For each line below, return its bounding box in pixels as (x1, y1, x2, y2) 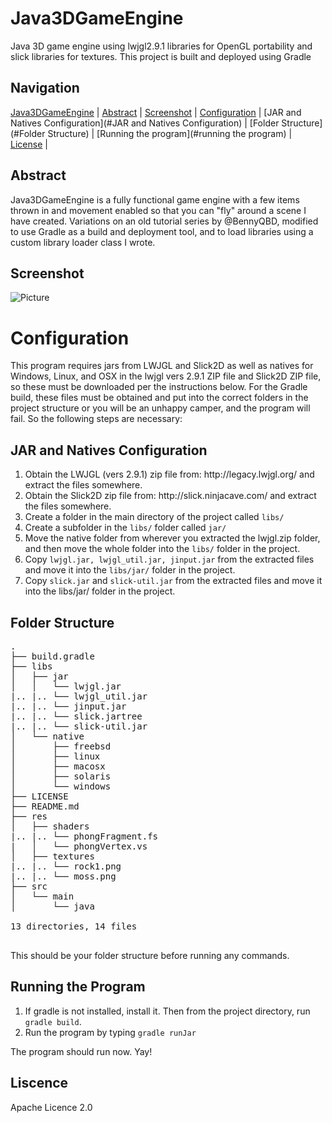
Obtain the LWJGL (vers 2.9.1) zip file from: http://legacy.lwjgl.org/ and (24, 468, 315, 481)
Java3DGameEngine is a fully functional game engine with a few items (10, 193, 300, 206)
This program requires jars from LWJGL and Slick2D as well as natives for (10, 360, 314, 372)
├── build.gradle (10, 650, 95, 662)
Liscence (10, 1075, 69, 1092)
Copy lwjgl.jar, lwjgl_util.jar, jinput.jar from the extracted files (24, 553, 315, 566)
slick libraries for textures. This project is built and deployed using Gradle (10, 50, 312, 62)
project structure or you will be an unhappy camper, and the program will (10, 402, 311, 414)
